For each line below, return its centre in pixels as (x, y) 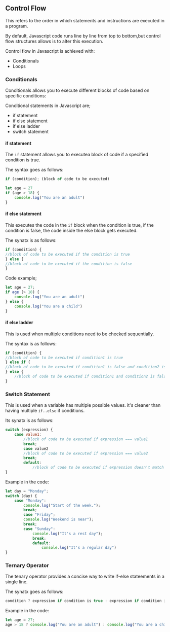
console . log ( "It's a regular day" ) (79, 548)
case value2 (36, 448)
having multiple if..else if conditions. (45, 411)
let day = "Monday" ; (27, 491)
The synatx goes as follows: (34, 592)
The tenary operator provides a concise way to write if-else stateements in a (85, 576)
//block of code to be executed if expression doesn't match (98, 468)
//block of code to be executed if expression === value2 (86, 453)
